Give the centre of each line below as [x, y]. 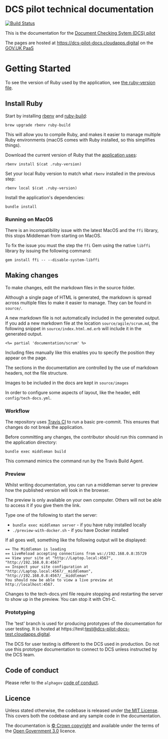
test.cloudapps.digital [28, 634]
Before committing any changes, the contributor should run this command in [84, 437]
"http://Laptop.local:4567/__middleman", [49, 571]
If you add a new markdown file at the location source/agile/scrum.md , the [82, 323]
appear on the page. [26, 358]
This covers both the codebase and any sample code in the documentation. [83, 716]
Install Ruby [24, 104]
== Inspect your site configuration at [47, 567]
